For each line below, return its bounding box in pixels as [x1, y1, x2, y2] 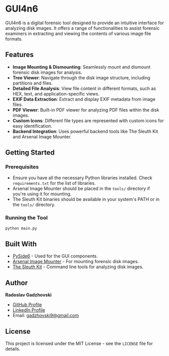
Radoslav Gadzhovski [5, 292, 52, 298]
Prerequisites [5, 164, 39, 171]
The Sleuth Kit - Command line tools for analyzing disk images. [12, 264, 144, 270]
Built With [5, 240, 37, 248]
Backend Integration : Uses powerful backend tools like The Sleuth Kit [12, 128, 158, 134]
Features [5, 50, 34, 59]
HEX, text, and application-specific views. [12, 90, 100, 96]
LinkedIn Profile [12, 307, 45, 313]
